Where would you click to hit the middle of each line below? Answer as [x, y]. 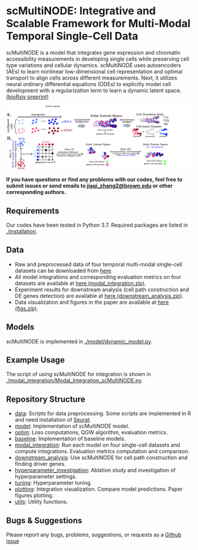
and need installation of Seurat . [53, 420]
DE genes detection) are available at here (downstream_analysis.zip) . [99, 295]
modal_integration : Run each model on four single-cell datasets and [98, 445]
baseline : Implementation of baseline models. [70, 439]
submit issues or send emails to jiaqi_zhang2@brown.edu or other [90, 186]
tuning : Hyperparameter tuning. [53, 483]
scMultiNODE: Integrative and [81, 11]
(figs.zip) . [26, 308]
